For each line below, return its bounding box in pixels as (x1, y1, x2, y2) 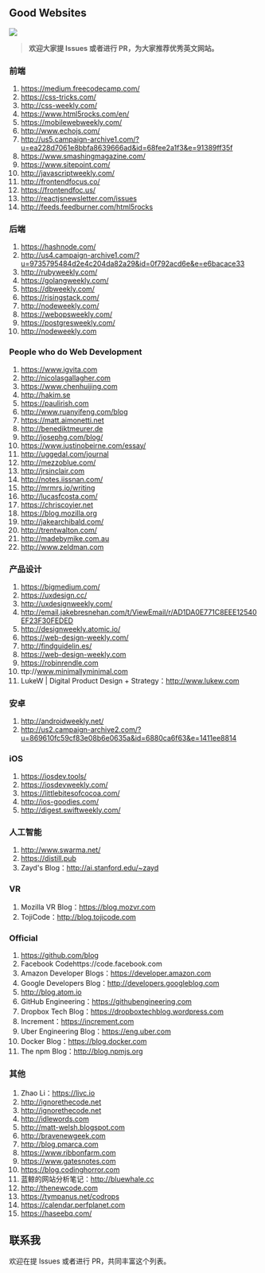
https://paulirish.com (20, 398, 90, 408)
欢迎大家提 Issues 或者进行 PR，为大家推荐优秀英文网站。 (28, 43, 219, 53)
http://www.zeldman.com (20, 542, 104, 551)
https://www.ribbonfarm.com (20, 1147, 116, 1157)
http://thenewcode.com (20, 1183, 99, 1193)
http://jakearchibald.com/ (20, 516, 104, 526)
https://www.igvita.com (20, 364, 98, 374)
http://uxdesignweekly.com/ (20, 599, 113, 608)
